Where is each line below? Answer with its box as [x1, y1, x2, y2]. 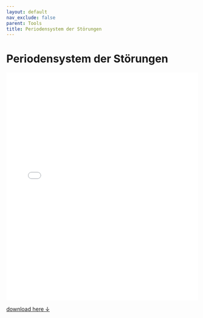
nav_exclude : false [6, 15, 56, 21]
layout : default [6, 9, 47, 15]
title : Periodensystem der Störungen [6, 26, 102, 32]
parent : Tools [6, 20, 43, 26]
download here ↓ [6, 305, 50, 313]
